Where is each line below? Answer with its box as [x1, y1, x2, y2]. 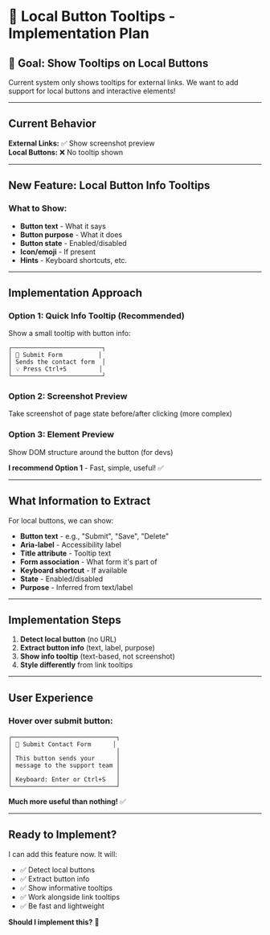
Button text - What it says [19, 221, 106, 231]
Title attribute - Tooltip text [19, 548, 112, 558]
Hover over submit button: [8, 715, 113, 726]
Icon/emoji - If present [19, 247, 96, 256]
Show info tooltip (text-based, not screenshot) [19, 651, 175, 662]
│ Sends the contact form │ [8, 358, 106, 367]
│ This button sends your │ [8, 755, 121, 763]
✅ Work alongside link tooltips [19, 892, 121, 901]
